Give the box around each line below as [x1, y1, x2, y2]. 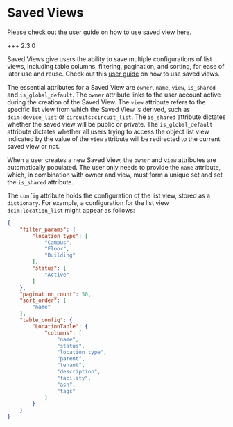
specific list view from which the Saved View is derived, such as [7, 105, 191, 113]
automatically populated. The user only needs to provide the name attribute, [7, 163, 221, 171]
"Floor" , [44, 245, 70, 252]
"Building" [44, 252, 76, 259]
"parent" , [56, 355, 85, 362]
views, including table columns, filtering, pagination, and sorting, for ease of [7, 62, 225, 70]
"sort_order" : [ [19, 297, 67, 304]
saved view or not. [7, 142, 60, 150]
